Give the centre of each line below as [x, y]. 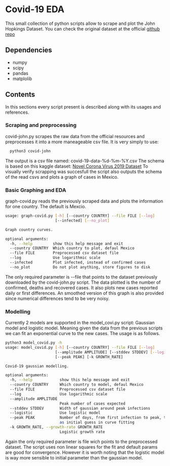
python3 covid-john [30, 151]
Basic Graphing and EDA [36, 190]
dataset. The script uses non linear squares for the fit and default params [81, 447]
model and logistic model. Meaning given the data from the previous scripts [84, 328]
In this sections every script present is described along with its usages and [83, 107]
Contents [20, 95]
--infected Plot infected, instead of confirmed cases [78, 262]
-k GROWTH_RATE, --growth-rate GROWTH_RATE [56, 427]
